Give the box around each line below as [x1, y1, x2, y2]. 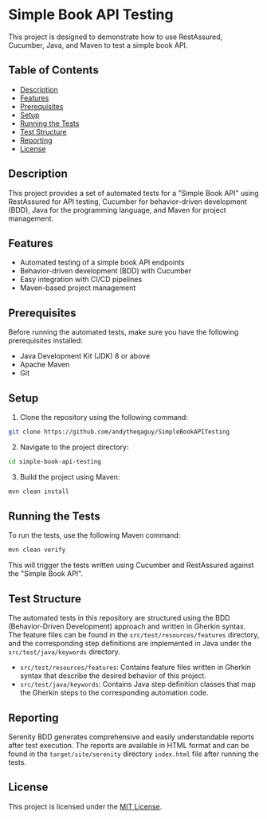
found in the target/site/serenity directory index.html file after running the [8, 749, 259, 758]
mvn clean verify [8, 546, 66, 554]
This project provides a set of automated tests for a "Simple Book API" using [8, 188, 259, 198]
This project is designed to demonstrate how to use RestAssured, [8, 32, 223, 41]
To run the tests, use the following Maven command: [8, 531, 181, 540]
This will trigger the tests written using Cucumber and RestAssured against [8, 560, 254, 570]
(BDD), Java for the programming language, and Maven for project [8, 205, 226, 214]
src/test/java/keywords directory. [8, 647, 121, 656]
